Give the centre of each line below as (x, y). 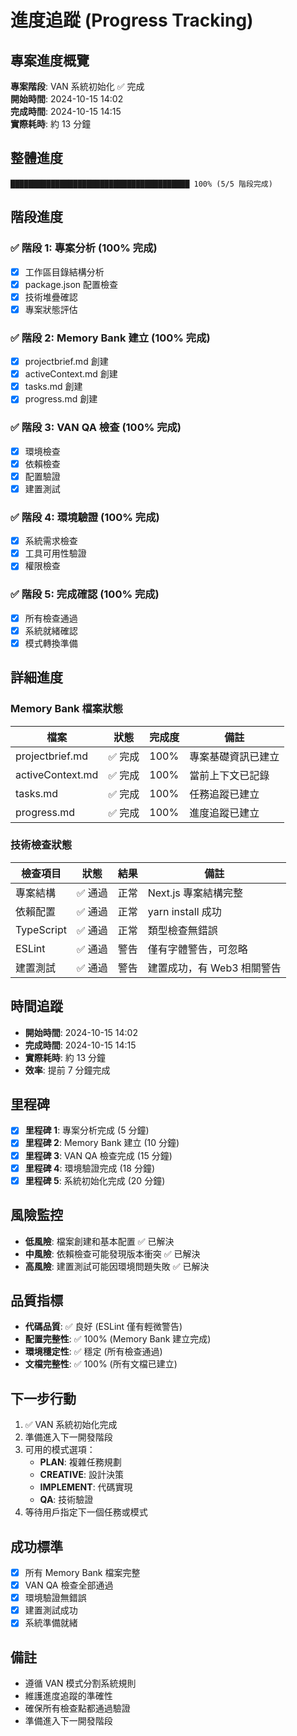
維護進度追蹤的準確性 (68, 1696)
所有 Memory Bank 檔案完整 (82, 1572)
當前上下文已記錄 (229, 775)
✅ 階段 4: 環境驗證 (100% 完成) (85, 517)
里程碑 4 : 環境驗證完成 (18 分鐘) (89, 1168)
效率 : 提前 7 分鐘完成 (67, 1070)
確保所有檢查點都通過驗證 (77, 1708)
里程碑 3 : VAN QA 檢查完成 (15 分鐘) (98, 1155)
